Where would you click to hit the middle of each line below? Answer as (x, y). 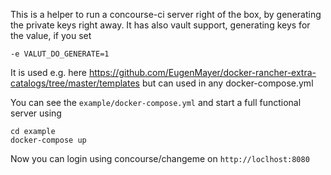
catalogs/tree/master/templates (75, 83)
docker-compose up (48, 140)
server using (36, 113)
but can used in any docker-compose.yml (227, 83)
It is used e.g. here (48, 72)
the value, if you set (51, 35)
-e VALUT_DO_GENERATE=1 (60, 54)
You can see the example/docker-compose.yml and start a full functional (156, 102)
